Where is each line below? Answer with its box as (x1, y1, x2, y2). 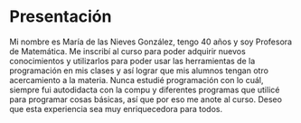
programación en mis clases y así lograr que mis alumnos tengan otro (9, 65, 269, 76)
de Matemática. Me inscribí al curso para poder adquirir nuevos (9, 45, 246, 56)
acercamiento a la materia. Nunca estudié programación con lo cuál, (9, 74, 264, 85)
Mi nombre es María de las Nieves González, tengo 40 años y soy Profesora (9, 36, 292, 47)
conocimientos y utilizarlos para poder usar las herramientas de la (9, 55, 256, 66)
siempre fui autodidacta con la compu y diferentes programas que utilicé (9, 84, 280, 95)
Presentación (9, 6, 112, 27)
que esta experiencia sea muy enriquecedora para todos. (9, 103, 223, 114)
